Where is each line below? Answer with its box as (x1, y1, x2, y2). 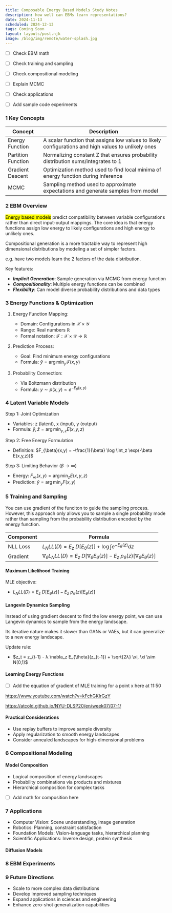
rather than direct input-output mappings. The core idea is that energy (5, 219, 154, 225)
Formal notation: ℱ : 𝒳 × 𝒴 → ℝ (20, 333, 88, 339)
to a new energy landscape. (5, 634, 64, 640)
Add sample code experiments (12, 101, 78, 108)
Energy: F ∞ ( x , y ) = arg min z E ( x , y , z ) (12, 472, 88, 480)
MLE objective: (5, 579, 37, 585)
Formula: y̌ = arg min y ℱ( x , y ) (20, 359, 80, 366)
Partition (8, 151, 28, 158)
